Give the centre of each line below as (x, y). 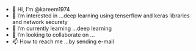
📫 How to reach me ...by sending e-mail (63, 41)
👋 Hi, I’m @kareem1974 (41, 9)
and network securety (40, 22)
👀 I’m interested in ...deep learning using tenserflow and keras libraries (101, 16)
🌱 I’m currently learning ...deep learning (62, 28)
